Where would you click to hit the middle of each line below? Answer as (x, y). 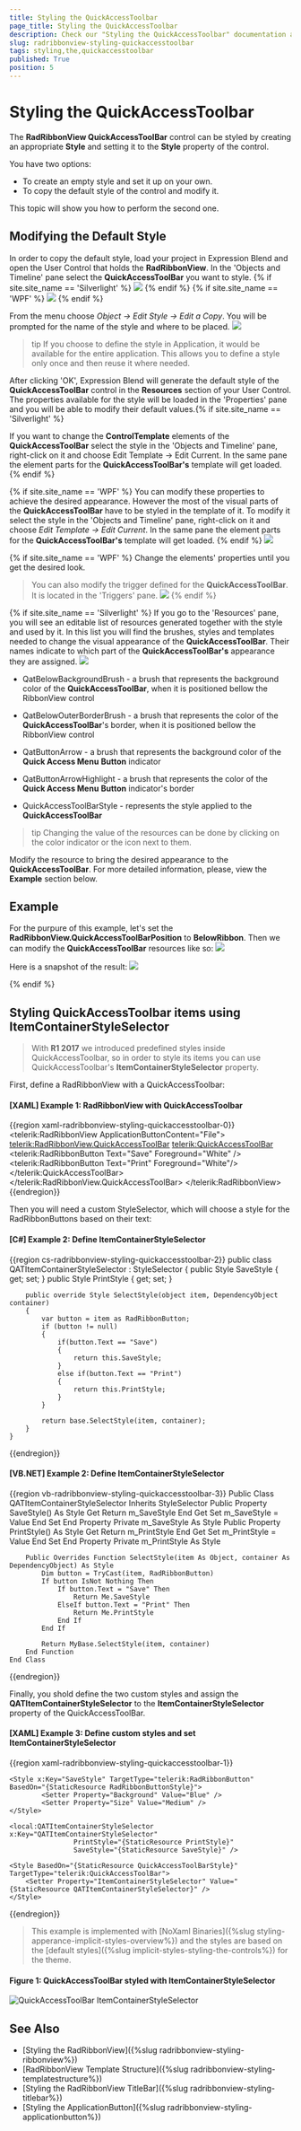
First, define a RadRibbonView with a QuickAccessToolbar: (117, 1085)
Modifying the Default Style (88, 237)
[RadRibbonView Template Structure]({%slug (105, 2069)
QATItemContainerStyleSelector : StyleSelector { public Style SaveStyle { (144, 1269)
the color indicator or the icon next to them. (112, 842)
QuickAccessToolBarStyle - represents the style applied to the (137, 805)
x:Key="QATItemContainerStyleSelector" (84, 1835)
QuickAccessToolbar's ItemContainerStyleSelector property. (145, 1067)
